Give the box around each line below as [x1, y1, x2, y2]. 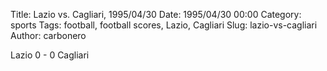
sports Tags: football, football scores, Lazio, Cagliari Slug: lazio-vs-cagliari [10, 19, 318, 31]
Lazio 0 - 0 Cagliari [10, 49, 90, 61]
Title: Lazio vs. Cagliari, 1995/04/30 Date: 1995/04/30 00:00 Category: [10, 9, 302, 20]
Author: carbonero [10, 30, 87, 41]
